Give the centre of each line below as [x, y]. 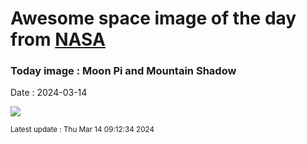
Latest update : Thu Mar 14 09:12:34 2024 [82, 130]
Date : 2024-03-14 [49, 93]
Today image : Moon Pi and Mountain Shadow [123, 71]
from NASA [58, 39]
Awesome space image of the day [153, 18]
